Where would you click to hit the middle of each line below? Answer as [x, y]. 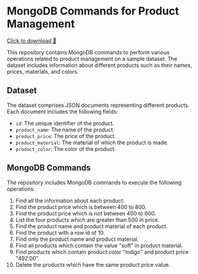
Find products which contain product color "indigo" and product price [102, 252]
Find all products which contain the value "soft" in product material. [99, 245]
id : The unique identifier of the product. [65, 123]
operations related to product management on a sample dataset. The [92, 59]
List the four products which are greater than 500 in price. [88, 220]
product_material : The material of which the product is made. [92, 142]
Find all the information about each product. [70, 200]
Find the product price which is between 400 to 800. [81, 207]
